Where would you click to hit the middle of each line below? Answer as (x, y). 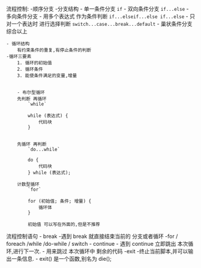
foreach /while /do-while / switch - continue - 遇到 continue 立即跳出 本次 (97, 244)
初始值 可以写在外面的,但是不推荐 (64, 224)
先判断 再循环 (32, 99)
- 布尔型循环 (31, 92)
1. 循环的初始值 (34, 63)
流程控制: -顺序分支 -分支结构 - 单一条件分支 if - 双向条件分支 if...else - (97, 9)
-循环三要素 (19, 56)
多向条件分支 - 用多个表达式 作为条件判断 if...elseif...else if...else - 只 (100, 16)
